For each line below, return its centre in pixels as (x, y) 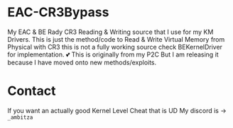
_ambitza (20, 117)
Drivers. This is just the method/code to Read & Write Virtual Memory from (116, 39)
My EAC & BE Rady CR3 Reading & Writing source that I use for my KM (110, 32)
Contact (32, 91)
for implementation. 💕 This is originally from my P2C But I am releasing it (113, 54)
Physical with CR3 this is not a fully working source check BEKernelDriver (115, 47)
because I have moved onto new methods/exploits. (82, 62)
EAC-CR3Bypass (58, 12)
